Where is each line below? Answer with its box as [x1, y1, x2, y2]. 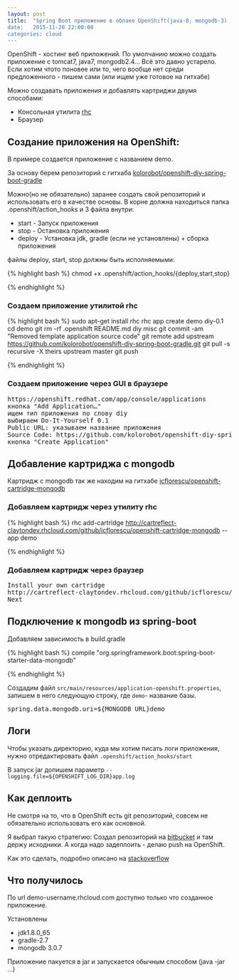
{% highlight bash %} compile [7, 648, 95, 657]
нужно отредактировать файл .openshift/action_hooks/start [7, 751, 193, 760]
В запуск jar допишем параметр [7, 765, 105, 773]
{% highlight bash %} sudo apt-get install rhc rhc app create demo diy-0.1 [7, 317, 224, 325]
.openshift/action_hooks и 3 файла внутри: [7, 205, 134, 214]
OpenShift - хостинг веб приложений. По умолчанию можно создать [7, 50, 217, 58]
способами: [7, 94, 44, 103]
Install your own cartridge [7, 581, 105, 590]
